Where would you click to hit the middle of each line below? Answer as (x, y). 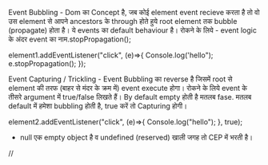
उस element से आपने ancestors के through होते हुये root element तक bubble (123, 21)
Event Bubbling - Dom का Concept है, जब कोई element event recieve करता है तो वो (134, 12)
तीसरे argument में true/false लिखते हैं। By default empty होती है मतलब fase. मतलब (130, 97)
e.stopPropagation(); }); (47, 63)
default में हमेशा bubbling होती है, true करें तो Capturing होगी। (98, 106)
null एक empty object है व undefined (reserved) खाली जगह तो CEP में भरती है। (136, 137)
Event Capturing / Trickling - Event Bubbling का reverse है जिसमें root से (120, 79)
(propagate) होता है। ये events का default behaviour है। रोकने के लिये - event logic (133, 30)
